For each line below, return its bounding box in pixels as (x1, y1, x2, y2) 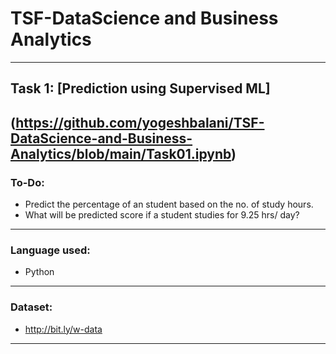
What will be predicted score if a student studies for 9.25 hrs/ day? (24, 209, 300, 221)
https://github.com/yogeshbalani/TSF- (15, 114, 265, 131)
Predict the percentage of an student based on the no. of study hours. (24, 198, 314, 211)
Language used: (10, 243, 91, 257)
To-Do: (10, 175, 45, 189)
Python (24, 266, 55, 278)
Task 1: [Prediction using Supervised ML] (10, 80, 271, 97)
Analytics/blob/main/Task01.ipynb (10, 145, 232, 162)
